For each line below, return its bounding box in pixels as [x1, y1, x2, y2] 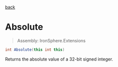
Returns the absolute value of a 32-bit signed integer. [5, 56, 113, 62]
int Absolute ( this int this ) [5, 47, 65, 52]
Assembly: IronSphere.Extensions [17, 37, 86, 43]
